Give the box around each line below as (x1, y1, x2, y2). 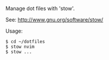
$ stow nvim (5, 44, 35, 50)
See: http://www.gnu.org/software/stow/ (5, 16, 104, 23)
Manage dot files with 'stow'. (5, 5, 75, 12)
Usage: (5, 27, 23, 34)
